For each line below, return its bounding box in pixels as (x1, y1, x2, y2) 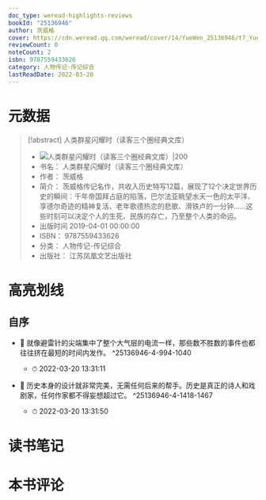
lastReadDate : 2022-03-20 (8, 71, 93, 78)
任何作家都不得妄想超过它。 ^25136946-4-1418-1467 (40, 390, 214, 400)
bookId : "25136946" (8, 19, 73, 27)
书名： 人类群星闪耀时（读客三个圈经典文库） (39, 162, 188, 171)
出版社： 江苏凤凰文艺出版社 (39, 250, 132, 260)
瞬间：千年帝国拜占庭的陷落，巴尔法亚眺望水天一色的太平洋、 (53, 191, 255, 200)
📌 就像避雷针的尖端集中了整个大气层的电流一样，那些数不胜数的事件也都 (19, 338, 256, 347)
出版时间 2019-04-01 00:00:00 (39, 221, 140, 231)
